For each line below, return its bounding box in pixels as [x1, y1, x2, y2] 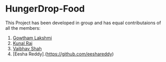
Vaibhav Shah [12, 45, 42, 51]
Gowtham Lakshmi [12, 35, 52, 41]
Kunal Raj [12, 40, 33, 46]
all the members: [5, 25, 41, 31]
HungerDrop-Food [5, 3, 85, 15]
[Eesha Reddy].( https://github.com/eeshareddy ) [12, 51, 114, 57]
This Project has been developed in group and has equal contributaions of [5, 20, 161, 26]
